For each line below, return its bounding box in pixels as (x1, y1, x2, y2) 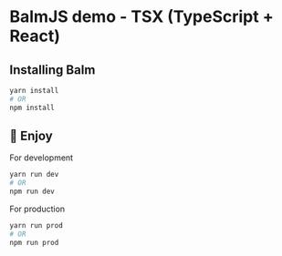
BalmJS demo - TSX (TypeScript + (9, 6, 274, 27)
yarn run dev (9, 170, 59, 179)
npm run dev (9, 187, 55, 197)
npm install (9, 103, 55, 112)
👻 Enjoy (9, 128, 53, 144)
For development (9, 152, 74, 163)
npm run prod (9, 238, 59, 247)
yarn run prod (9, 221, 64, 230)
